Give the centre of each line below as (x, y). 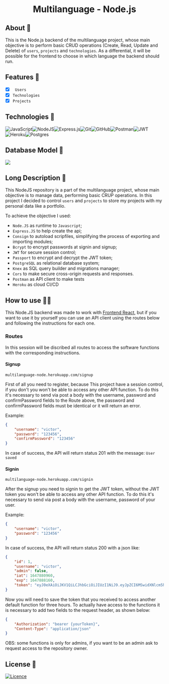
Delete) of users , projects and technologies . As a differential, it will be (78, 51)
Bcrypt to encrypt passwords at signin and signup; (65, 247)
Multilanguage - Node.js (84, 9)
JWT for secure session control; (44, 253)
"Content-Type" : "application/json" (53, 629)
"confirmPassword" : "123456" (45, 439)
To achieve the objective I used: (38, 216)
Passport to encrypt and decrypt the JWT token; (63, 258)
